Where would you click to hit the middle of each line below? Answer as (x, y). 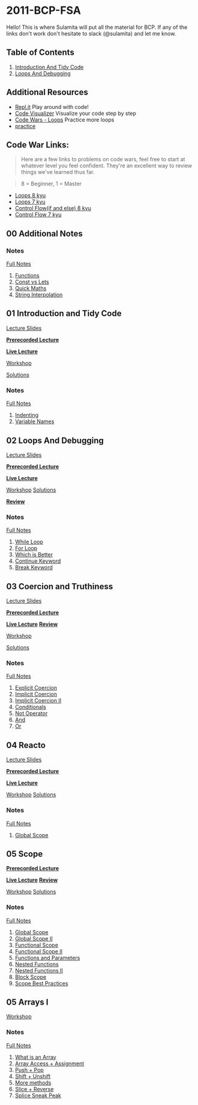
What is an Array (35, 1057)
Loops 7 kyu (30, 202)
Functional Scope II (39, 951)
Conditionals (30, 707)
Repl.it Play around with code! (52, 107)
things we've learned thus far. (58, 172)
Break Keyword (34, 568)
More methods (33, 1082)
